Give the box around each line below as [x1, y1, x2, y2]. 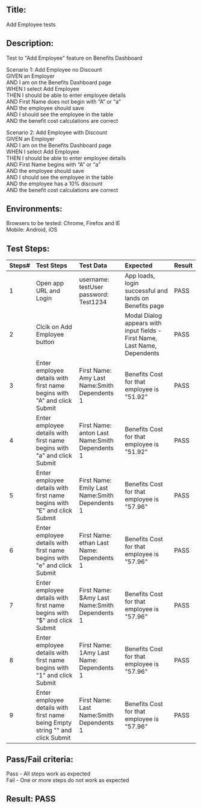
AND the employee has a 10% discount [6, 180, 103, 187]
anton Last [79, 429, 109, 437]
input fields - [124, 326, 162, 335]
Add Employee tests [6, 20, 56, 28]
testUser [79, 283, 103, 291]
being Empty [35, 719, 72, 727]
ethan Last [79, 539, 109, 547]
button [35, 338, 55, 346]
